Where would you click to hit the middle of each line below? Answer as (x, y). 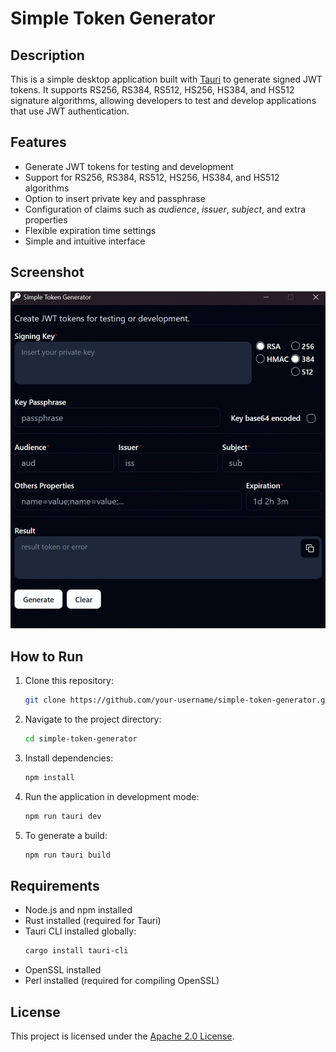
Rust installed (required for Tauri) (93, 921)
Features (38, 142)
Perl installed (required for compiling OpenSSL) (122, 981)
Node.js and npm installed (78, 910)
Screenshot (47, 272)
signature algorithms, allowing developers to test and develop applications (163, 100)
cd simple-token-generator (81, 739)
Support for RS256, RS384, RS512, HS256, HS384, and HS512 (152, 177)
